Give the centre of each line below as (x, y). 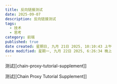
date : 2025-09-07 (23, 14)
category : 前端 (20, 38)
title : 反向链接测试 (24, 10)
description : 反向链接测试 (31, 19)
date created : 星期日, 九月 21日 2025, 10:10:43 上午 (58, 46)
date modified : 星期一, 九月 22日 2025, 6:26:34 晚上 (58, 51)
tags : (11, 23)
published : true (22, 42)
